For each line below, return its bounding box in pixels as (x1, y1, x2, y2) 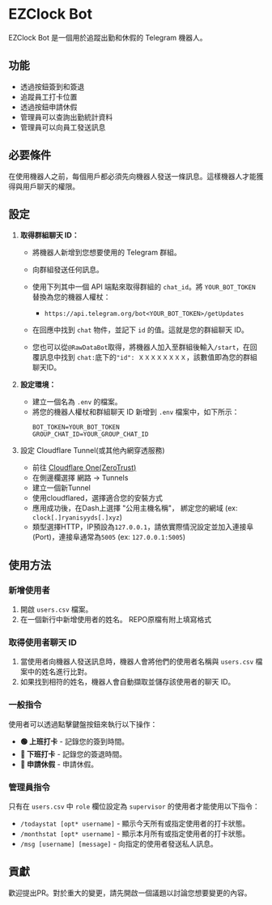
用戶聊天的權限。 (22, 181, 79, 191)
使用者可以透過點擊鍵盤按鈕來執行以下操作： (8, 719, 158, 729)
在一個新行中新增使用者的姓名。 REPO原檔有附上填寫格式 (19, 615, 212, 625)
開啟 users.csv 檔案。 (19, 604, 93, 614)
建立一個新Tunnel (32, 483, 91, 493)
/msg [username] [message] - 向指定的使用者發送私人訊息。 (19, 839, 219, 848)
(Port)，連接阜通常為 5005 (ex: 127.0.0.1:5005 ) (32, 532, 186, 542)
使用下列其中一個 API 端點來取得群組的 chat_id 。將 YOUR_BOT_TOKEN (32, 282, 257, 292)
